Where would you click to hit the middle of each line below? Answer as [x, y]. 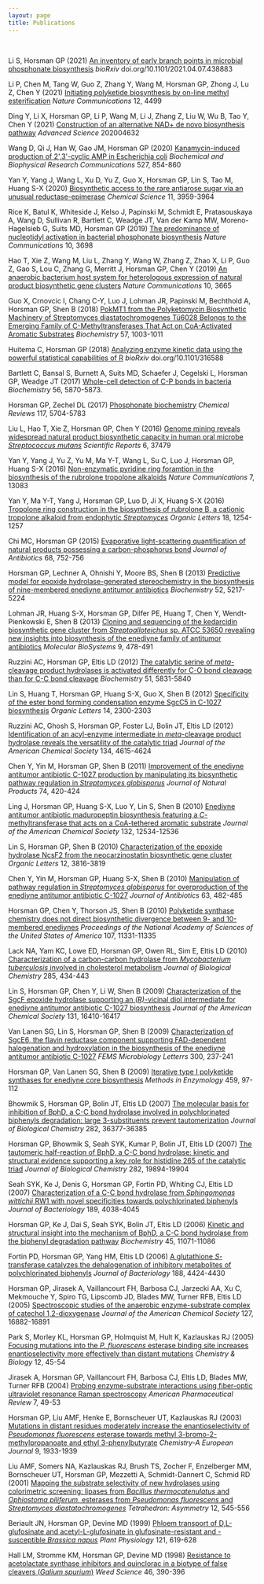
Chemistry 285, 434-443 [49, 976]
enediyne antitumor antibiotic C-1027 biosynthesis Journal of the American [130, 1008]
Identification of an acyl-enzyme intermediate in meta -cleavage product [125, 734]
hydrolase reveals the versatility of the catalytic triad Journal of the [117, 742]
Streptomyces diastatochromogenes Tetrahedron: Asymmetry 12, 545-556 [129, 1508]
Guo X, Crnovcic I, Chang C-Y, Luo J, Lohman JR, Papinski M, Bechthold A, [130, 300]
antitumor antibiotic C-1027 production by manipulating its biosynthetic [123, 774]
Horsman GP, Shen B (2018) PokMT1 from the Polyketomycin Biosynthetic [127, 309]
